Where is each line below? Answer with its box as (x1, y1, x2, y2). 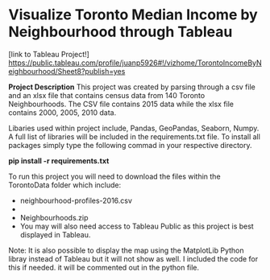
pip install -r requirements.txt (8, 155, 110, 166)
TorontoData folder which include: (8, 179, 122, 190)
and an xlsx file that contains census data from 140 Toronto (8, 90, 206, 100)
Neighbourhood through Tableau (8, 23, 233, 41)
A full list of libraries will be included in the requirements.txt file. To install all (8, 131, 260, 142)
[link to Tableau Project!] (8, 49, 90, 59)
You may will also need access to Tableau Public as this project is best (19, 221, 254, 231)
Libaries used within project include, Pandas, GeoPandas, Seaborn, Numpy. (8, 123, 260, 133)
